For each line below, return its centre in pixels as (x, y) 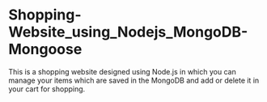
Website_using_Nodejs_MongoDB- (128, 32)
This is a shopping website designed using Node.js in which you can (122, 71)
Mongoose (45, 49)
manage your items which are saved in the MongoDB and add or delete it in (134, 80)
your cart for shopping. (47, 89)
